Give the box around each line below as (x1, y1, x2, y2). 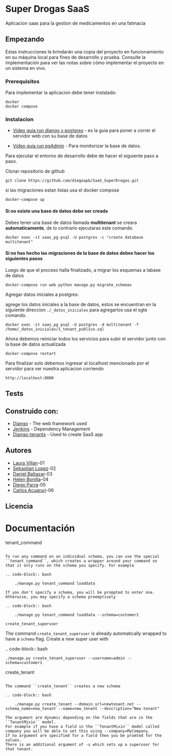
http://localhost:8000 (5, 375, 54, 381)
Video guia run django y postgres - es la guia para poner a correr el (12, 127, 156, 134)
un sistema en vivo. (5, 65, 46, 71)
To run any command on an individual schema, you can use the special (5, 554, 160, 559)
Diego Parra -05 (12, 481, 46, 488)
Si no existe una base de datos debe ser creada (5, 207, 108, 214)
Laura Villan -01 (12, 460, 45, 466)
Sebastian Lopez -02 (12, 465, 56, 471)
